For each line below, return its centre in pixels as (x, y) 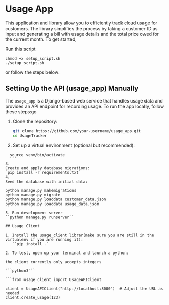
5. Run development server (34, 213)
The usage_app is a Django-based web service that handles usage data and (84, 100)
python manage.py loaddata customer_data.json (56, 199)
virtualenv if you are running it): (44, 239)
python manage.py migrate (33, 195)
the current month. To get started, (41, 39)
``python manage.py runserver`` (40, 217)
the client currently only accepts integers (53, 262)
